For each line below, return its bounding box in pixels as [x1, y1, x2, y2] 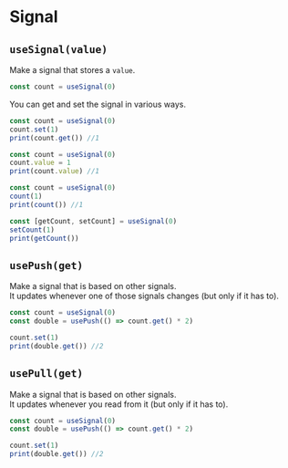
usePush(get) [9, 258, 84, 272]
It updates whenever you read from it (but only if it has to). [9, 399, 229, 410]
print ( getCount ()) [9, 234, 79, 243]
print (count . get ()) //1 [9, 133, 100, 142]
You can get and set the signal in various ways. [9, 99, 187, 109]
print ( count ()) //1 [9, 200, 84, 209]
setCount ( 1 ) [9, 225, 55, 234]
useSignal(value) [9, 43, 108, 56]
